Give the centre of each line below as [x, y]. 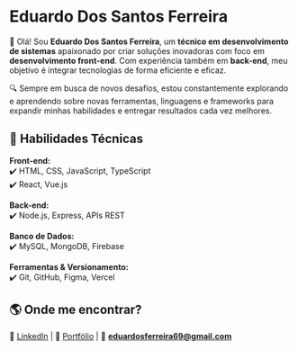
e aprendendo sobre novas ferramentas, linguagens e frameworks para [142, 101]
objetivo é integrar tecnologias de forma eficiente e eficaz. [118, 70]
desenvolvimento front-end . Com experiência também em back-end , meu [149, 60]
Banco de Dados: [42, 236]
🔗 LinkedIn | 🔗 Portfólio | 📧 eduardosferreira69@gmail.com [121, 336]
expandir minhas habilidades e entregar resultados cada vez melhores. [141, 111]
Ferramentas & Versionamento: [69, 266]
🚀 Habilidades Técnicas [77, 139]
